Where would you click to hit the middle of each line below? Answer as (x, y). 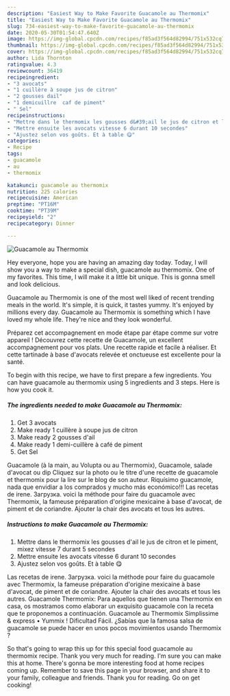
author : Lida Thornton (39, 58)
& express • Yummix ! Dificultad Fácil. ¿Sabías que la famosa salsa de (105, 621)
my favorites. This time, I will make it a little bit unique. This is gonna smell (111, 277)
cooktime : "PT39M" (33, 211)
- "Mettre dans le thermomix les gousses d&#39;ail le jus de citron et (113, 122)
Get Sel (27, 452)
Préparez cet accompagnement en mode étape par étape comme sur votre (113, 333)
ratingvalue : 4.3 (32, 64)
